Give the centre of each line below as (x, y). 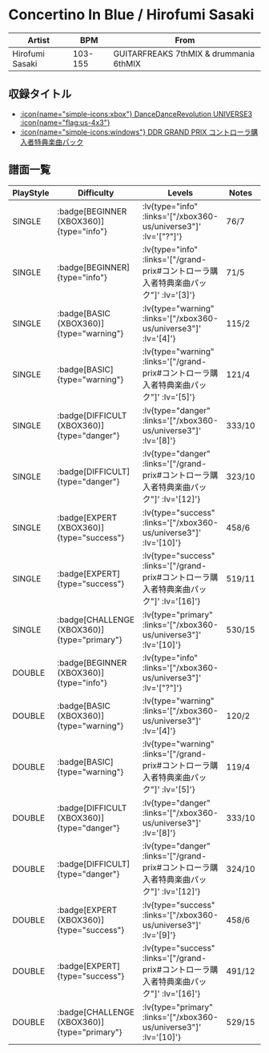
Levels (181, 192)
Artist (39, 40)
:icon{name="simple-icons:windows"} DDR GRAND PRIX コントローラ (135, 132)
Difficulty (96, 192)
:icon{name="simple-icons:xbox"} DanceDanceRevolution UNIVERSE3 (136, 114)
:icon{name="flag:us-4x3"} (65, 123)
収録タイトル (40, 94)
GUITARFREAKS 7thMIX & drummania (184, 54)
